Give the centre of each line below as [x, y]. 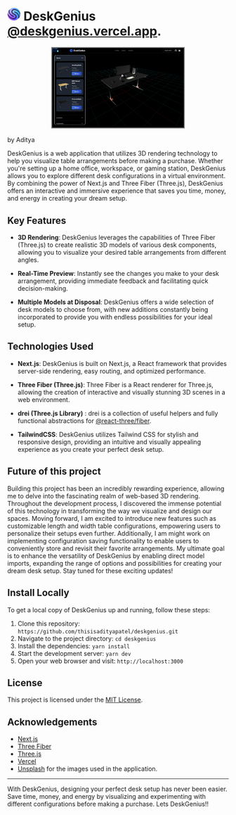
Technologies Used [50, 347]
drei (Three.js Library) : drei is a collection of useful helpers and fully [118, 413]
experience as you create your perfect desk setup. [91, 449]
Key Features [37, 221]
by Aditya [21, 140]
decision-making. [42, 289]
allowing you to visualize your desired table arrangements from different [122, 253]
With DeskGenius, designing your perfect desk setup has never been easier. [117, 789]
